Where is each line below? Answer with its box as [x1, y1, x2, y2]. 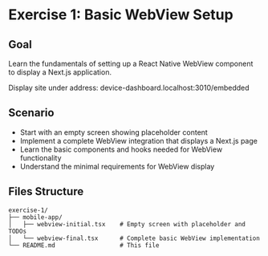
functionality [19, 152, 62, 162]
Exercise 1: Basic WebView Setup [8, 6, 234, 24]
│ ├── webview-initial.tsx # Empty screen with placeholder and [8, 220, 246, 228]
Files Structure [8, 185, 84, 198]
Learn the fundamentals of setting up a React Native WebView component [8, 59, 254, 68]
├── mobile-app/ [8, 213, 63, 221]
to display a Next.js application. [8, 67, 112, 77]
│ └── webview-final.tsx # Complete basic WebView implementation [8, 234, 261, 242]
